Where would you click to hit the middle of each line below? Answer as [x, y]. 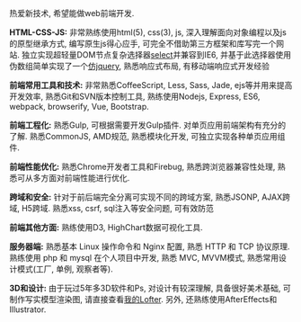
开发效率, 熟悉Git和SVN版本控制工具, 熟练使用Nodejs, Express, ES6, [135, 96]
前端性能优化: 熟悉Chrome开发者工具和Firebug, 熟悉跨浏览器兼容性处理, [142, 166]
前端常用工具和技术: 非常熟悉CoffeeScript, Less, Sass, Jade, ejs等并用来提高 [151, 85]
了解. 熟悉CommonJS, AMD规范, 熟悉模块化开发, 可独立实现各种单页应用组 [147, 136]
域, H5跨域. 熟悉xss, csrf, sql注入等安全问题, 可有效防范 [111, 208]
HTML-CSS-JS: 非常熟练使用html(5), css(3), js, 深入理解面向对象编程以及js [148, 32]
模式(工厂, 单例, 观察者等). [65, 269]
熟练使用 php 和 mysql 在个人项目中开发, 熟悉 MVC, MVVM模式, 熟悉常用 [144, 258]
